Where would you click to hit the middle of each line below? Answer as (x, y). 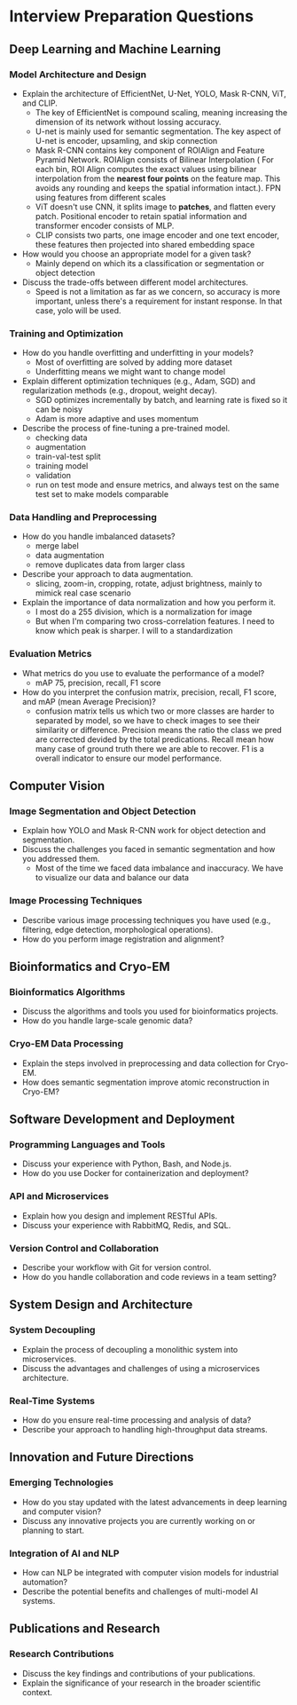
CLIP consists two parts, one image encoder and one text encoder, (157, 235)
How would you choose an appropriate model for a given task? (137, 254)
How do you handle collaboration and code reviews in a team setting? (149, 1277)
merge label (57, 546)
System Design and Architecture (101, 1305)
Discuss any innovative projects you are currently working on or (138, 1520)
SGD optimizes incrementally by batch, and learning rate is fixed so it (161, 400)
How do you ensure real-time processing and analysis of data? (137, 1420)
